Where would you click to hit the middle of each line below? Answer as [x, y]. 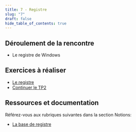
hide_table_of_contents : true [36, 23]
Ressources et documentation [52, 103]
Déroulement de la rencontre [50, 43]
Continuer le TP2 [29, 87]
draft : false [18, 19]
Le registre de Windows [36, 55]
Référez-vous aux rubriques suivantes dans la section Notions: [68, 115]
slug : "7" [15, 14]
